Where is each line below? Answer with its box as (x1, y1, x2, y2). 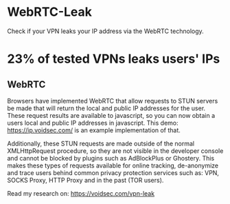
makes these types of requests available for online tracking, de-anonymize (7, 161, 218, 170)
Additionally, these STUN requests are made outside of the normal (7, 139, 195, 147)
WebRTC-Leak (7, 4, 93, 20)
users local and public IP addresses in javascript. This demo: (7, 119, 179, 127)
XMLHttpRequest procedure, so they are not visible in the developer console (7, 146, 224, 155)
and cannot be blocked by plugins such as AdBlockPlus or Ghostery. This (7, 154, 215, 162)
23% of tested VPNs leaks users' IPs (7, 51, 220, 67)
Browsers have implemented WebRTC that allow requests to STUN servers (7, 96, 218, 105)
